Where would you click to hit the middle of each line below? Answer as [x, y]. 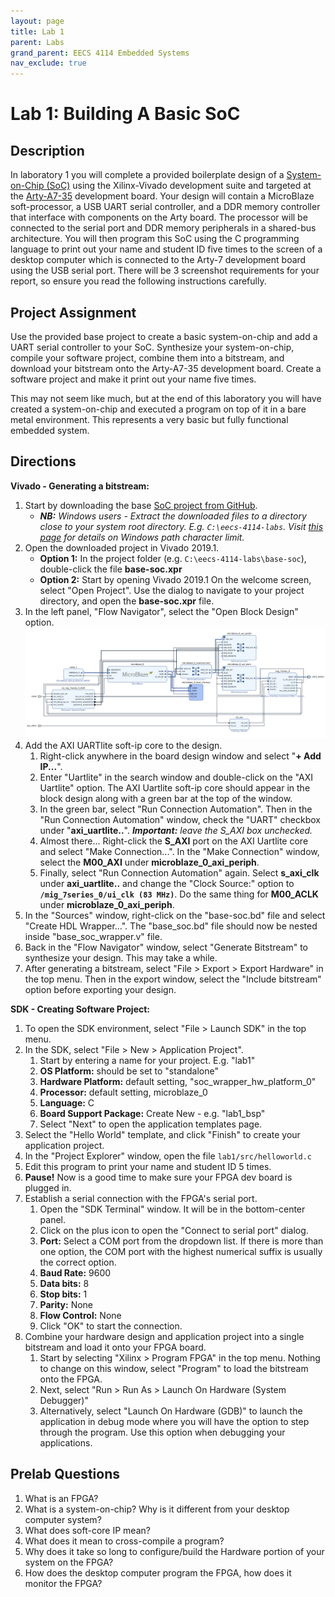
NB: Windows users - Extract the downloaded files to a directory [173, 516]
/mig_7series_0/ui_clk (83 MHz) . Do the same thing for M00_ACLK [179, 894]
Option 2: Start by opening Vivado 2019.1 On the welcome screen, [175, 579]
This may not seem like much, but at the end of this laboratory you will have [166, 398]
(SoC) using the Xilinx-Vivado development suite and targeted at [179, 186]
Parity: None [66, 1304]
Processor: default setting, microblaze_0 [123, 1092]
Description [47, 150]
